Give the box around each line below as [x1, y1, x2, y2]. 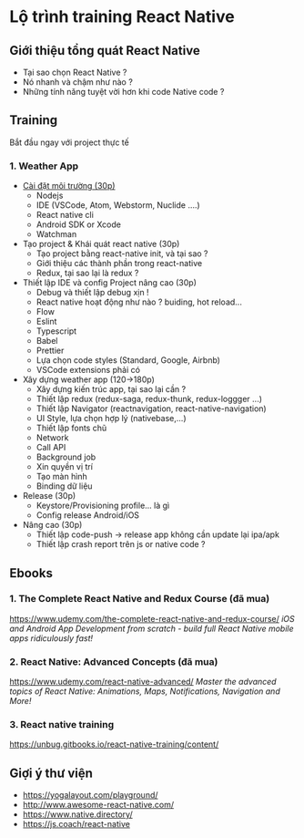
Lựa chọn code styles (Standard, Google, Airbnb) [35, 355, 221, 366]
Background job [35, 451, 96, 462]
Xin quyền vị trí [35, 461, 94, 472]
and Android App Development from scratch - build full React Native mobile [9, 623, 294, 634]
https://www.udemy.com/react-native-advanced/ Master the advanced [9, 677, 277, 688]
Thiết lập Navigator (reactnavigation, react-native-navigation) [35, 403, 267, 414]
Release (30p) [22, 491, 76, 502]
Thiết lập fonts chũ [35, 422, 107, 434]
